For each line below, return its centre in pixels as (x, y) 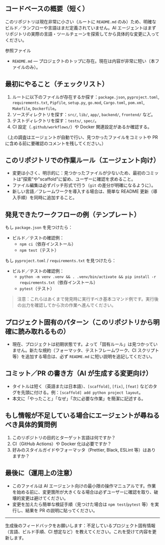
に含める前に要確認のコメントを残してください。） (56, 143)
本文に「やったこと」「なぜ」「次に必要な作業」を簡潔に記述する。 (79, 398)
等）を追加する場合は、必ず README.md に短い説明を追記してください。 (83, 357)
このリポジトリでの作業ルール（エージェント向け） (82, 161)
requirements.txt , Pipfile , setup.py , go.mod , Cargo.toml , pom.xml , (78, 102)
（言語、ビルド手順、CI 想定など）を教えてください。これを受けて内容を (79, 531)
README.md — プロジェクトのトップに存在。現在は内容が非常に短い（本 (84, 61)
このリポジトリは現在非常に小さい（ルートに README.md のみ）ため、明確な (81, 22)
